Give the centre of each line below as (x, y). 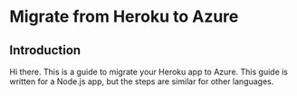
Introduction (45, 50)
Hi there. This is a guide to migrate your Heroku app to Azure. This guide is (148, 72)
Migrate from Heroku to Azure (124, 17)
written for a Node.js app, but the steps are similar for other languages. (142, 82)
